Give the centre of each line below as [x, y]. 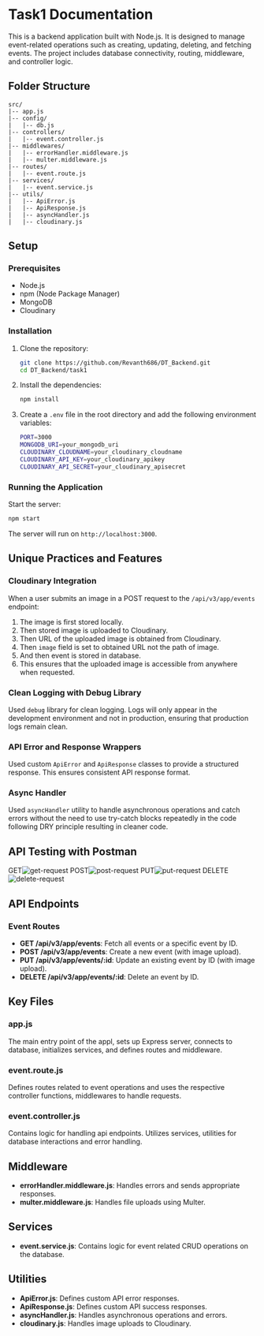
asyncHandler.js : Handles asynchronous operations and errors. [123, 1315]
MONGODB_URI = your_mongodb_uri [69, 445]
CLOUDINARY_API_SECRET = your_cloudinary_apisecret [103, 467]
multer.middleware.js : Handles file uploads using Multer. [113, 1202]
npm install [39, 400]
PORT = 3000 [36, 438]
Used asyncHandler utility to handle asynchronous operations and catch [124, 810]
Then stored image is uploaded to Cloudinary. [94, 630]
